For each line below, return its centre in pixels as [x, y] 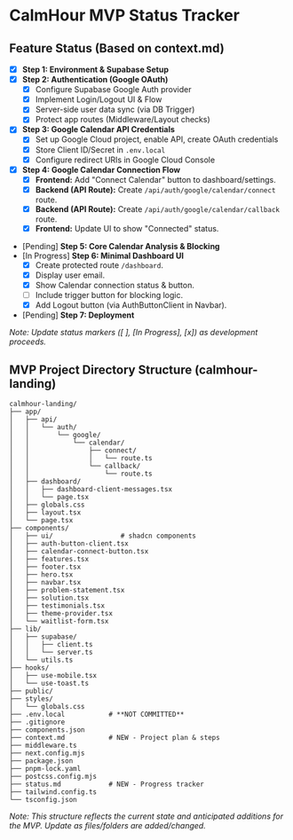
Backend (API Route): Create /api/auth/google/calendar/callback [157, 208]
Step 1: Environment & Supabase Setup [95, 69]
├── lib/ [25, 629]
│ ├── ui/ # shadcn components [103, 536]
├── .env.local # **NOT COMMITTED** [97, 715]
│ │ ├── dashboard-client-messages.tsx [91, 490]
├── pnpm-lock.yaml [45, 769]
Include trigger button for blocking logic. [109, 295]
